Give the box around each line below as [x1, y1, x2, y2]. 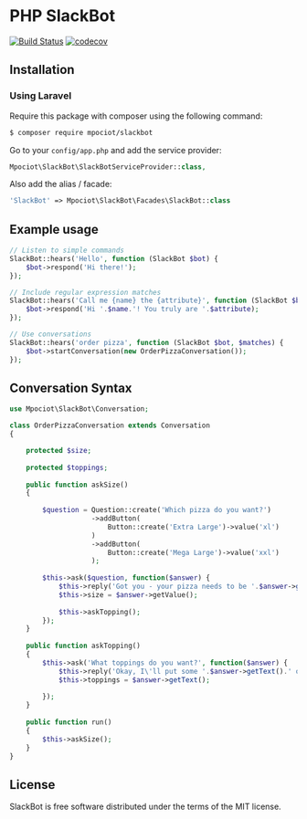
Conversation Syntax [9, 380, 132, 395]
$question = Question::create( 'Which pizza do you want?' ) [42, 506, 272, 515]
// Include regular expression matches [9, 288, 162, 297]
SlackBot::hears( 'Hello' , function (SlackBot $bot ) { [9, 254, 219, 263]
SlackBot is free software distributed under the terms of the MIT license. [9, 801, 281, 813]
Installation [9, 62, 75, 78]
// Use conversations [9, 330, 92, 339]
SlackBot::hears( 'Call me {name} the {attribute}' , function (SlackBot [9, 296, 288, 306]
